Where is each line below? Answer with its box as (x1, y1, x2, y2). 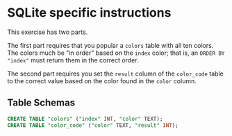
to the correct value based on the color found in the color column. (7, 76, 197, 85)
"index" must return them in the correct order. (7, 56, 139, 64)
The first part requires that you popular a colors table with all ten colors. (7, 41, 214, 49)
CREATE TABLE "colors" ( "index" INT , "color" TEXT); (7, 115, 163, 122)
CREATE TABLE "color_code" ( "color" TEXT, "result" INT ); (7, 121, 179, 129)
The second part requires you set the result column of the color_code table (7, 69, 224, 78)
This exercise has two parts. (7, 28, 88, 36)
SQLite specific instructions (7, 5, 172, 21)
